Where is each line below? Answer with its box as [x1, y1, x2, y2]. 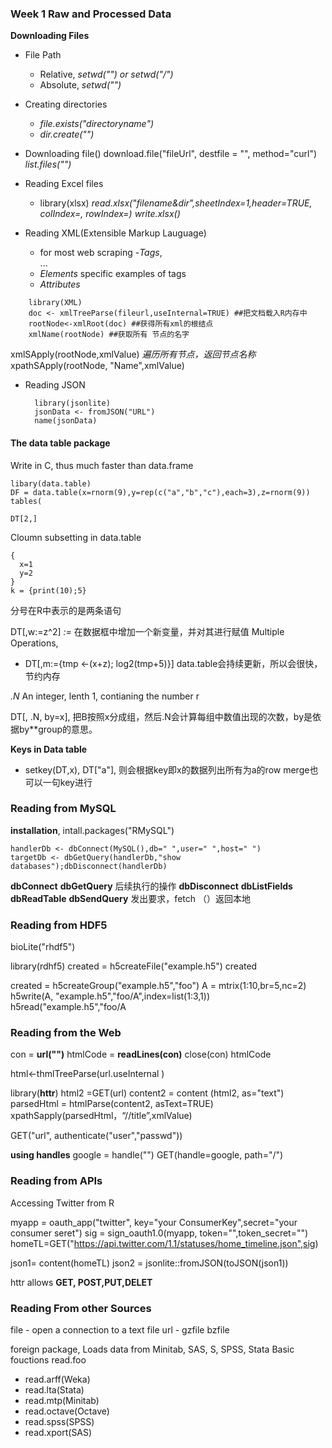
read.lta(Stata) [24, 1383, 85, 1396]
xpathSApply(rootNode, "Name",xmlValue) [10, 360, 185, 372]
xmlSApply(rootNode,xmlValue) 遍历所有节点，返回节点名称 [10, 348, 257, 361]
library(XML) [28, 298, 83, 308]
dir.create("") [39, 128, 95, 141]
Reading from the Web [10, 1026, 122, 1040]
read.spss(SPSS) [24, 1415, 95, 1427]
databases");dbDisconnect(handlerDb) [10, 861, 168, 871]
